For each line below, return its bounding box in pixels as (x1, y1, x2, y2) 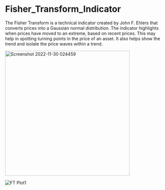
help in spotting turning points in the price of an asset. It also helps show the (5, 36, 161, 42)
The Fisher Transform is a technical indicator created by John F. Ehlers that (5, 20, 158, 26)
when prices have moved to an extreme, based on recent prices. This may (5, 30, 156, 36)
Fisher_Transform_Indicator (5, 3, 121, 15)
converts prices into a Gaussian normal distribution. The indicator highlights (5, 25, 159, 31)
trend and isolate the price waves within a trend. (5, 41, 103, 47)
